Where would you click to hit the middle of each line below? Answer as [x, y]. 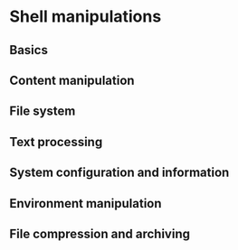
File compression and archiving [100, 233]
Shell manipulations [86, 17]
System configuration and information [119, 173]
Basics [29, 50]
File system [43, 111]
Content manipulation [72, 80]
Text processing [56, 142]
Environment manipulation [86, 204]
